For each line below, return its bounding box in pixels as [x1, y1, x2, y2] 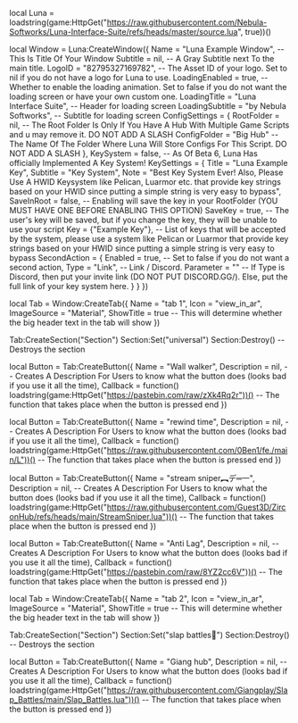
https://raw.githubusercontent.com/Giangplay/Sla [106, 685, 288, 695]
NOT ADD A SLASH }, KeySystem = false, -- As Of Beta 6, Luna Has [9, 148, 259, 159]
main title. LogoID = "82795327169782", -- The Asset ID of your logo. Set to [9, 62, 288, 73]
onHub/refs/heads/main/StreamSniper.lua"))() [9, 511, 178, 521]
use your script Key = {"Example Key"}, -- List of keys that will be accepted [9, 224, 286, 235]
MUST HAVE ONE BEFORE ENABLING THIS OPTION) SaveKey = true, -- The [9, 205, 290, 215]
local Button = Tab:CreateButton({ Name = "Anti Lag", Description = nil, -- [9, 538, 279, 548]
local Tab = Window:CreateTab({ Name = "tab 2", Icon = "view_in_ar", [9, 594, 265, 603]
